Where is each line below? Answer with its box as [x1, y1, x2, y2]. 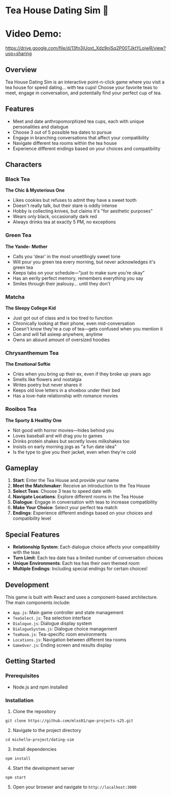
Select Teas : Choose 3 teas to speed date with [12, 488, 112, 494]
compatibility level [12, 515, 51, 521]
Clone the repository [12, 708, 56, 715]
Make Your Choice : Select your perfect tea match [12, 505, 118, 511]
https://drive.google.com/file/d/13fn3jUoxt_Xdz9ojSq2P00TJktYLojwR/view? [5, 45, 166, 51]
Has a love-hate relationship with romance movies [12, 393, 118, 399]
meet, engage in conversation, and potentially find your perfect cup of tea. [5, 90, 162, 96]
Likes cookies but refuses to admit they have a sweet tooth [12, 197, 137, 203]
